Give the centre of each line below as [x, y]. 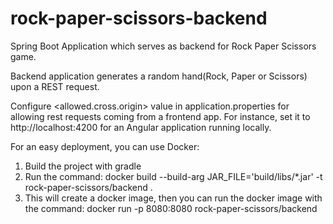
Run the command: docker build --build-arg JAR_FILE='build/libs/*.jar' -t [173, 176]
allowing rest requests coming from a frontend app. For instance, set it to [160, 116]
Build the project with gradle [83, 166]
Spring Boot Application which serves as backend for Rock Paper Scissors [163, 46]
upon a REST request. [55, 86]
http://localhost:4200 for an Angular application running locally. [141, 127]
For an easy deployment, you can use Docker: [105, 146]
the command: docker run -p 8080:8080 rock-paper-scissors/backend [171, 208]
